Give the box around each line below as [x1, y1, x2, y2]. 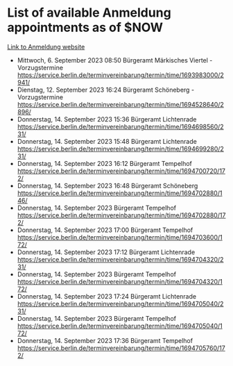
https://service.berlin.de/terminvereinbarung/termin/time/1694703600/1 [17, 233, 223, 241]
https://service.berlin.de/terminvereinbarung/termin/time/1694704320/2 [17, 255, 224, 263]
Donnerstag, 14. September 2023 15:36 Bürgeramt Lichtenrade [17, 115, 197, 123]
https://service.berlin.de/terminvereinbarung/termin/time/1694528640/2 [17, 100, 224, 108]
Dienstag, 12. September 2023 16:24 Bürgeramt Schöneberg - [17, 85, 195, 94]
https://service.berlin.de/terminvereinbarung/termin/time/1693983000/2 [17, 71, 224, 79]
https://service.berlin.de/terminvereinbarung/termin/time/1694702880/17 [17, 210, 226, 219]
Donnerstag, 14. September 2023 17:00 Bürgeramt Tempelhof [17, 226, 193, 234]
